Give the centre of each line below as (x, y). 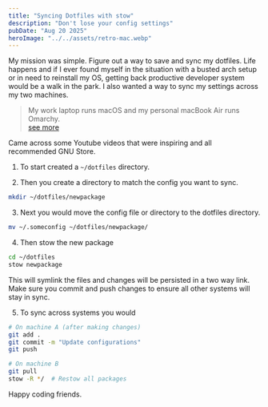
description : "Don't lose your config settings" (91, 23)
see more (44, 127)
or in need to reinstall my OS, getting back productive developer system (127, 78)
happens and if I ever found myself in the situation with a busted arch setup (133, 70)
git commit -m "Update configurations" (75, 342)
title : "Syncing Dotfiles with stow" (71, 16)
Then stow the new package (67, 242)
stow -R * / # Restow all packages (68, 379)
